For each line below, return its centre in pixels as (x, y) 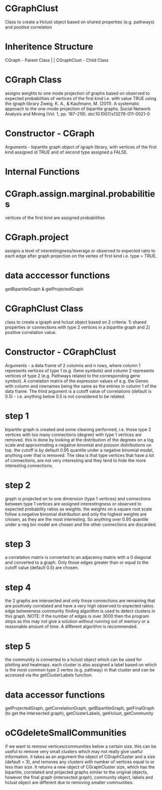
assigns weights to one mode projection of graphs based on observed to (77, 93)
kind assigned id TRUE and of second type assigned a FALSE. (66, 152)
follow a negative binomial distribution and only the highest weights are (76, 514)
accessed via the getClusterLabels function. (49, 675)
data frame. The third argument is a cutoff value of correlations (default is (78, 391)
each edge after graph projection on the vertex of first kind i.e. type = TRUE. (81, 256)
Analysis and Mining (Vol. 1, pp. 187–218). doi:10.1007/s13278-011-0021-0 (77, 114)
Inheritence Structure (49, 47)
